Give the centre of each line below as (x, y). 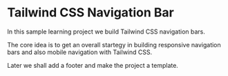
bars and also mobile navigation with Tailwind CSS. (80, 52)
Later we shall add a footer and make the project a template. (93, 65)
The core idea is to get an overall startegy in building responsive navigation (114, 45)
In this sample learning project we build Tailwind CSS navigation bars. (106, 31)
